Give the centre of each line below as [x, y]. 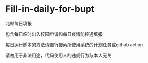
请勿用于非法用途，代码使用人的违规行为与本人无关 [58, 55]
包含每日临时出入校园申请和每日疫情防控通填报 [54, 34]
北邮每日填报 [18, 23]
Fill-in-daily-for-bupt [50, 9]
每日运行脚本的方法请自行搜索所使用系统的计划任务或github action [74, 45]
